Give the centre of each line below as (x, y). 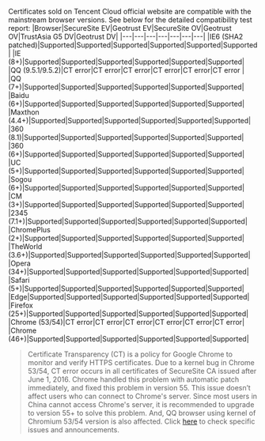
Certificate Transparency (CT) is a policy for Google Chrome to (130, 354)
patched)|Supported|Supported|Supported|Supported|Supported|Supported (133, 45)
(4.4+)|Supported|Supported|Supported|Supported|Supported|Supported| (130, 121)
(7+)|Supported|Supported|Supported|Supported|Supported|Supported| (126, 87)
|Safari (19, 280)
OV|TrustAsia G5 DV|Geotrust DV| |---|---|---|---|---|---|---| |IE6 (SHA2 (126, 36)
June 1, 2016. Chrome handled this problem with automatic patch (133, 379)
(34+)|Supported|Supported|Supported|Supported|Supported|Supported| (129, 271)
